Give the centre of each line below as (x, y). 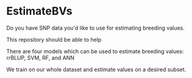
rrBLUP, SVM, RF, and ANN (41, 57)
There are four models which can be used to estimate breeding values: (95, 51)
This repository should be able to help (54, 39)
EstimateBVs (39, 11)
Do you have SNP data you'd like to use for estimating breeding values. (95, 28)
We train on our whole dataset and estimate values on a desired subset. (96, 69)
